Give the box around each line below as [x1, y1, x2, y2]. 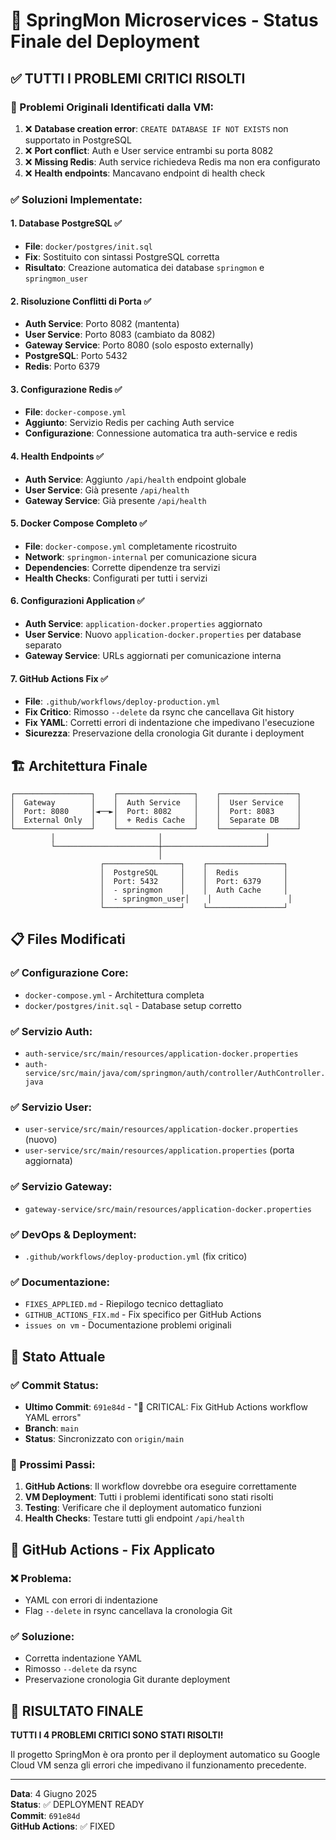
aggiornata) [24, 1155, 73, 1167]
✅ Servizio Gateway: [10, 1180, 113, 1194]
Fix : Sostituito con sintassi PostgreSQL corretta [24, 251, 220, 263]
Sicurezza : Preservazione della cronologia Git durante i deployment [24, 727, 305, 739]
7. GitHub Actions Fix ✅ [10, 672, 108, 684]
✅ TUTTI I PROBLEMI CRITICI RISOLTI [10, 70, 246, 87]
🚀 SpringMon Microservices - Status [10, 9, 319, 32]
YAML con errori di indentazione [24, 1594, 158, 1606]
